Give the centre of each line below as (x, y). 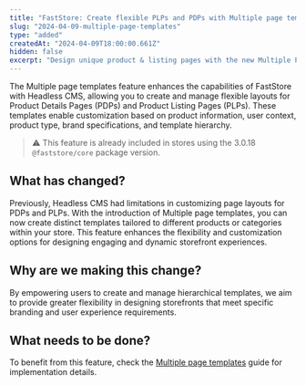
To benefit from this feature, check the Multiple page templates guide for (146, 362)
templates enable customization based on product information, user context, (153, 115)
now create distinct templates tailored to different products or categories (146, 222)
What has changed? (67, 181)
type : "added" (36, 35)
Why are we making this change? (106, 271)
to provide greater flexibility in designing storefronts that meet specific (142, 302)
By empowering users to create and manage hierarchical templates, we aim (151, 292)
